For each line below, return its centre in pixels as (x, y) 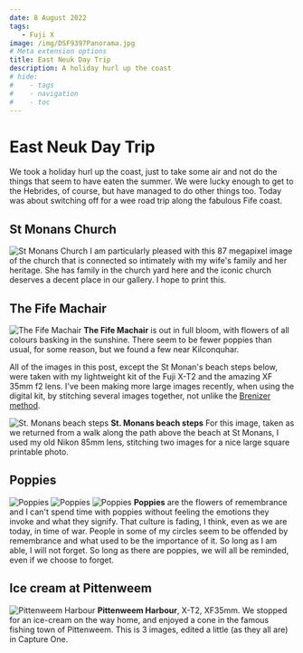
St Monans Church (63, 229)
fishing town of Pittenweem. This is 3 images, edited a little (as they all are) (149, 629)
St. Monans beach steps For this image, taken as (203, 423)
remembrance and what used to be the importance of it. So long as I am (143, 541)
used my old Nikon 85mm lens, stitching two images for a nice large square (150, 442)
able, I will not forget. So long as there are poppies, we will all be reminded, (149, 550)
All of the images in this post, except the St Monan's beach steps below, (143, 367)
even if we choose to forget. (62, 560)
